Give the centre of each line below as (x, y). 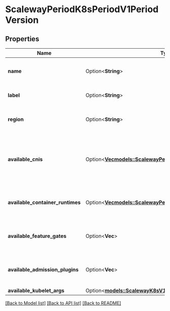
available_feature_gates (37, 236)
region (16, 119)
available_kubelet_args (36, 290)
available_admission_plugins (43, 270)
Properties (22, 39)
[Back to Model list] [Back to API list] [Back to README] (63, 303)
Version (22, 20)
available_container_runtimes (44, 202)
